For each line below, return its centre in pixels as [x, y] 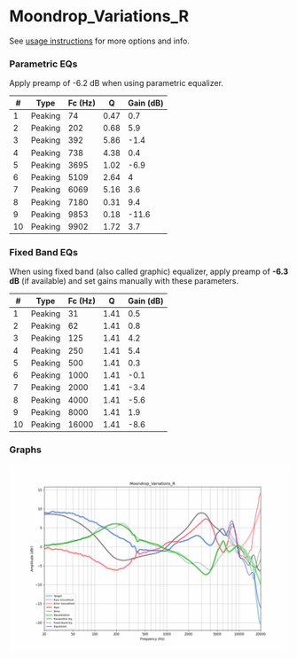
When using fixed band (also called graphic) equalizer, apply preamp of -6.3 [149, 271]
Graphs [25, 450]
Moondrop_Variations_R [99, 16]
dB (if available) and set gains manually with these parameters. [124, 281]
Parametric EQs [43, 64]
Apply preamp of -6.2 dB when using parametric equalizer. [117, 83]
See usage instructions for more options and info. [100, 41]
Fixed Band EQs [43, 252]
